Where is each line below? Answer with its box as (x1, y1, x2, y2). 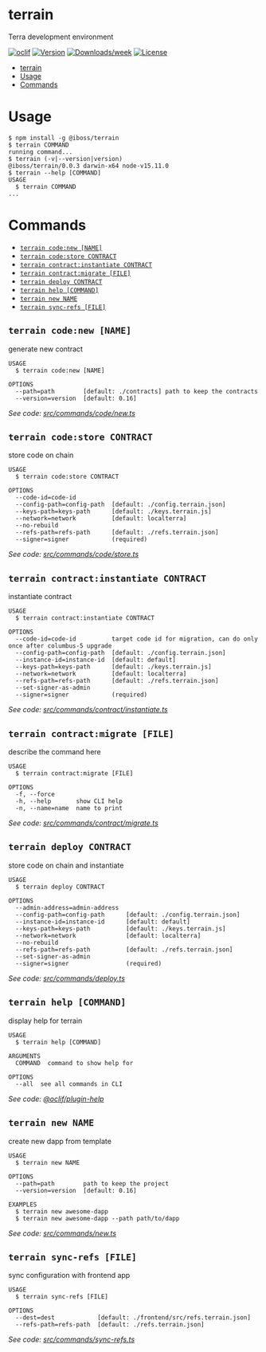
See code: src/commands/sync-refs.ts (8, 1334, 135, 1344)
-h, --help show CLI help (15, 797, 123, 805)
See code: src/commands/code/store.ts (8, 550, 139, 559)
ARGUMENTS (8, 1052, 41, 1060)
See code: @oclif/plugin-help (8, 1094, 104, 1103)
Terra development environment (8, 32, 114, 41)
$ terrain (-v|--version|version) (8, 155, 123, 163)
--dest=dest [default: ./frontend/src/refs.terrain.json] (15, 1314, 251, 1322)
